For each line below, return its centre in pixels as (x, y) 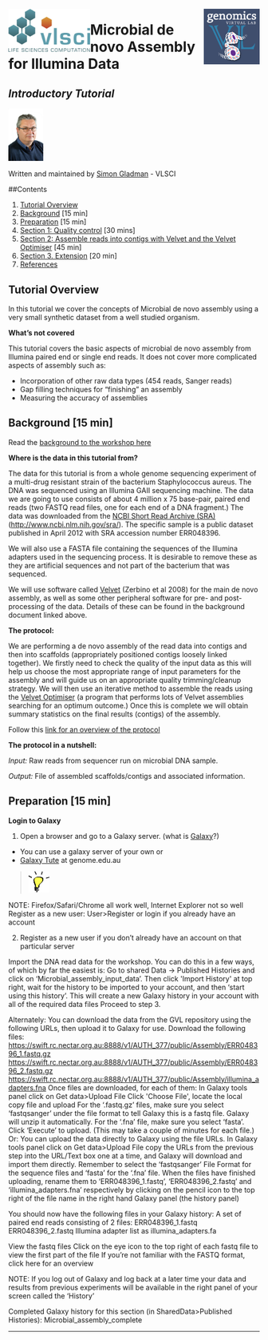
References (39, 264)
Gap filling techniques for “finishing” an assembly (101, 390)
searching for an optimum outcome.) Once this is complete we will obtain (128, 705)
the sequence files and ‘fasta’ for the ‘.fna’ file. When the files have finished (132, 1173)
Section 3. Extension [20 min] (68, 256)
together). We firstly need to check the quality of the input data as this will (130, 663)
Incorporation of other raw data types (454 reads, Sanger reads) (126, 381)
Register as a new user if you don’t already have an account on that (130, 937)
